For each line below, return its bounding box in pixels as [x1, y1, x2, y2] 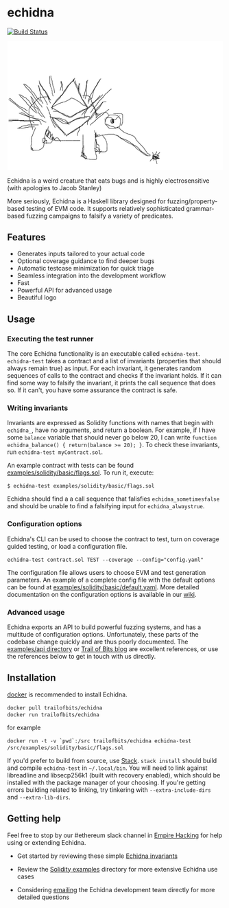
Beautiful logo [16, 293, 57, 302]
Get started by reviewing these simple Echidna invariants [16, 852, 178, 860]
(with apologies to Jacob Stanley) [7, 183, 102, 192]
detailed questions [16, 893, 70, 901]
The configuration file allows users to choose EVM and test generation [7, 568, 206, 576]
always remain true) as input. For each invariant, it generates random [7, 364, 202, 372]
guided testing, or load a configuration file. [7, 542, 128, 550]
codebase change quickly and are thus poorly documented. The [7, 637, 189, 646]
